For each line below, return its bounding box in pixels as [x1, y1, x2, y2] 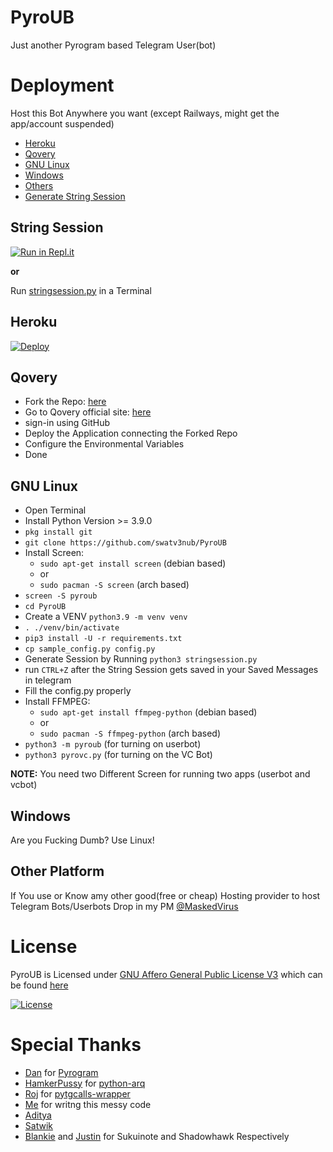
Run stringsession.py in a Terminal [10, 284, 152, 296]
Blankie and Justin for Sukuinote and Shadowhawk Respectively [24, 1130, 290, 1142]
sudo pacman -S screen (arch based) [39, 579, 190, 591]
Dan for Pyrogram [24, 1066, 99, 1078]
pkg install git [24, 527, 93, 538]
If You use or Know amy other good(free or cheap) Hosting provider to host [10, 889, 321, 901]
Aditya [24, 1109, 52, 1121]
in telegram [24, 674, 72, 686]
